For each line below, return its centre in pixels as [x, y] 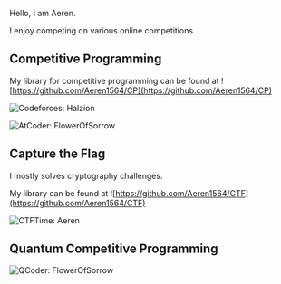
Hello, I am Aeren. [43, 13]
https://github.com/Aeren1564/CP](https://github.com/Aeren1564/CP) [142, 90]
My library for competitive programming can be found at [114, 80]
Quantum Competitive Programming [114, 249]
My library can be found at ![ [63, 193]
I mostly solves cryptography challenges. [86, 175]
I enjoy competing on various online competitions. [102, 30]
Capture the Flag [58, 154]
